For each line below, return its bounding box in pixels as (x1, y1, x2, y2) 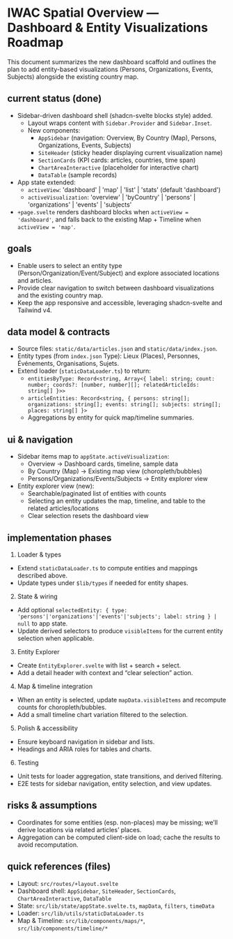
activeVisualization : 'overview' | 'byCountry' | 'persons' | (27, 193, 196, 201)
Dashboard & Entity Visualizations (7, 20, 209, 36)
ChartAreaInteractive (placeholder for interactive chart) (38, 163, 200, 172)
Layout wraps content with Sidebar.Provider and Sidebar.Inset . (27, 119, 212, 127)
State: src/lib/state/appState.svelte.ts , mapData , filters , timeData (17, 901, 215, 910)
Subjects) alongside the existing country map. (7, 72, 139, 81)
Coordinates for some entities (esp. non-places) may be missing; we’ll (17, 818, 218, 827)
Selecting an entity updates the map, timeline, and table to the (27, 497, 206, 505)
